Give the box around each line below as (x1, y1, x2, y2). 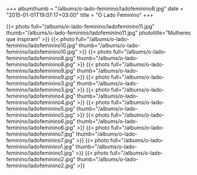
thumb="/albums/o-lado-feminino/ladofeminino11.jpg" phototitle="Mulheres (6, 29, 191, 36)
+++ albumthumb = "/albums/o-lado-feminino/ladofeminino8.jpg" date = (6, 5, 184, 12)
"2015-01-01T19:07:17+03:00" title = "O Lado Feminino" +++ (6, 11, 154, 18)
